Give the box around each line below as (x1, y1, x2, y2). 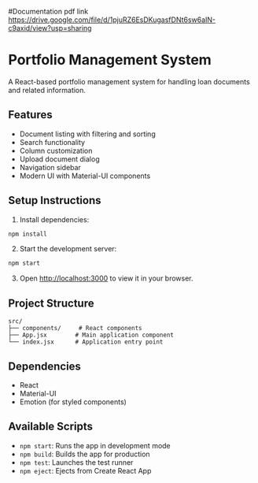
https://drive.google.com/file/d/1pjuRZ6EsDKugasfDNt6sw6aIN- (8, 15, 216, 24)
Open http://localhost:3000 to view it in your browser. (19, 273, 194, 283)
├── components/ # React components (8, 325, 143, 333)
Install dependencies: (19, 214, 90, 224)
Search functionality (19, 137, 85, 147)
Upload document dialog (19, 154, 100, 164)
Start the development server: (19, 244, 117, 254)
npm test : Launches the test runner (19, 457, 134, 467)
